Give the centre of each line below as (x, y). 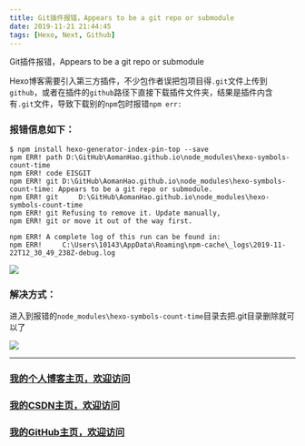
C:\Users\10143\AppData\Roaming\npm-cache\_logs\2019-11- (174, 245)
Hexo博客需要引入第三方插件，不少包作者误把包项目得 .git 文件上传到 (138, 81)
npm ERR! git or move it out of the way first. (101, 221)
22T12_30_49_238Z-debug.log (63, 253)
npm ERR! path (36, 157)
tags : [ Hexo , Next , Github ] (63, 35)
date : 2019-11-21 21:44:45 (60, 26)
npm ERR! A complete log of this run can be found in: (115, 237)
